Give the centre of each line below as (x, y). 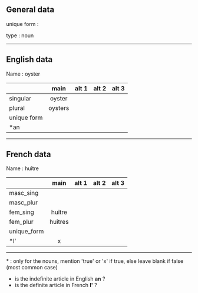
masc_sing (24, 193)
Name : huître (23, 168)
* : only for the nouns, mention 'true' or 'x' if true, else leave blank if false (95, 261)
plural (17, 108)
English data (29, 59)
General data (30, 10)
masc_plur (24, 203)
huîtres (59, 222)
